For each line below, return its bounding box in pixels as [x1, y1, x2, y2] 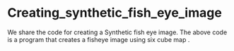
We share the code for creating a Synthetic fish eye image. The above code [7, 28, 228, 36]
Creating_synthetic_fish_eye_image [7, 5, 223, 21]
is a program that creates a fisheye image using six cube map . [7, 35, 190, 43]
